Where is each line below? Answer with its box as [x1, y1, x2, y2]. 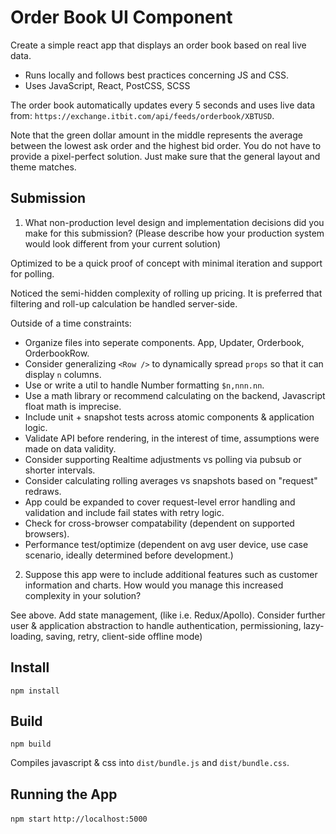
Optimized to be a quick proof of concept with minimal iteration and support [10, 257, 323, 269]
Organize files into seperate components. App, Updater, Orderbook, [24, 336, 305, 348]
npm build [10, 739, 52, 750]
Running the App [10, 786, 118, 803]
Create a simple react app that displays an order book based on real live [10, 39, 307, 51]
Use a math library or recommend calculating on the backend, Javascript [24, 389, 326, 401]
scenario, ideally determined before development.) [24, 549, 234, 561]
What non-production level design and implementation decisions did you [24, 216, 325, 228]
